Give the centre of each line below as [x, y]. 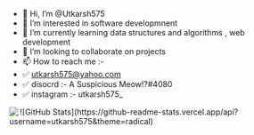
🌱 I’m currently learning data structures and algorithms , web [133, 32]
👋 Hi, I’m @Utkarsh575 [63, 14]
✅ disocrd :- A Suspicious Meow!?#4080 [97, 84]
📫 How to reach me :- [63, 61]
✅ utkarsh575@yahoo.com [72, 74]
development [46, 42]
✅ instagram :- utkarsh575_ [72, 94]
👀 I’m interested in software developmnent [100, 23]
